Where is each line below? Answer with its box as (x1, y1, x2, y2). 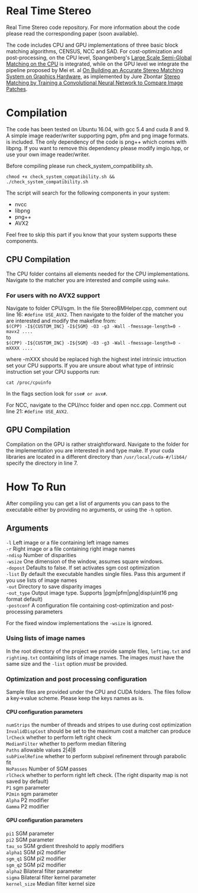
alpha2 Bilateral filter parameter (6, 868, 83, 875)
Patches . (6, 85, 28, 92)
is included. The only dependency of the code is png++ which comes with (6, 138, 187, 145)
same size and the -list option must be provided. (6, 660, 128, 667)
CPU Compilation (6, 254, 71, 264)
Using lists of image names (6, 634, 86, 642)
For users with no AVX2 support (6, 291, 100, 299)
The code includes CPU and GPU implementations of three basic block (6, 41, 178, 48)
